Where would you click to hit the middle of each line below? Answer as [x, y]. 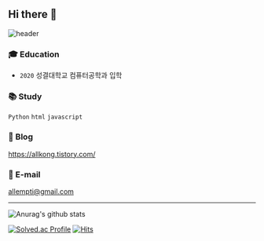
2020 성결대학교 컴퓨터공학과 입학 [71, 75]
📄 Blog [21, 137]
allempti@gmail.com [41, 192]
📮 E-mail [24, 174]
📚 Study [25, 97]
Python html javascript [46, 117]
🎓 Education [34, 54]
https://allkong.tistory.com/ [52, 154]
